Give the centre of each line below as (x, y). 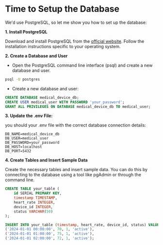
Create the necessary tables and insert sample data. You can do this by (76, 170)
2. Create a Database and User (36, 56)
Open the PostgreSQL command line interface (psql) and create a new (82, 65)
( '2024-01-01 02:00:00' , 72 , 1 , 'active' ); (50, 238)
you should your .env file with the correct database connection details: (76, 125)
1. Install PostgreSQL (26, 32)
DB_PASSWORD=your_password (32, 143)
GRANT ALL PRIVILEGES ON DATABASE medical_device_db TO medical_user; (78, 106)
